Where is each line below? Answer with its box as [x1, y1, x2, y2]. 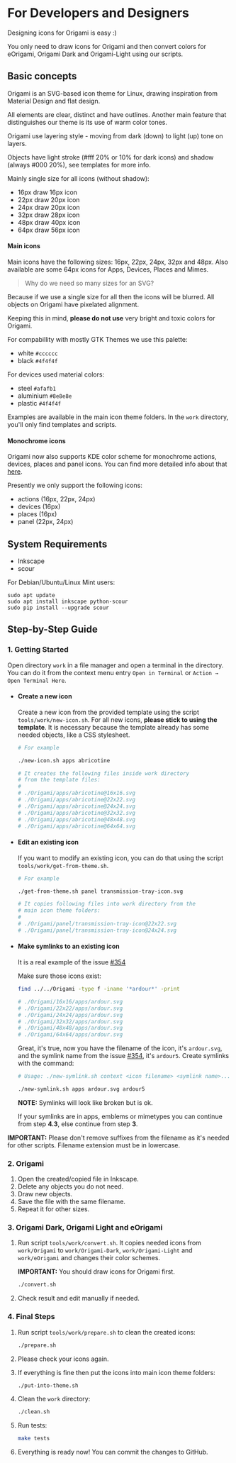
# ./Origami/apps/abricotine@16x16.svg [17, 789, 136, 797]
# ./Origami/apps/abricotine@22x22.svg [17, 796, 136, 803]
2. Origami [7, 1158, 45, 1168]
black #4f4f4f [17, 356, 58, 365]
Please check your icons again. [17, 1354, 109, 1363]
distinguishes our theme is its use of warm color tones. [7, 118, 168, 126]
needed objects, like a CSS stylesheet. [17, 730, 130, 739]
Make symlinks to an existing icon [17, 942, 120, 951]
